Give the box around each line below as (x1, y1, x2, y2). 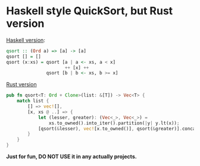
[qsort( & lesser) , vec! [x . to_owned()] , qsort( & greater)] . (37, 126, 183, 131)
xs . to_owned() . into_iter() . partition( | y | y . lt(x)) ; (48, 120, 180, 126)
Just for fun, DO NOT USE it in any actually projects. (6, 153, 137, 160)
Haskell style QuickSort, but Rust (6, 4, 173, 18)
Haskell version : (6, 36, 46, 43)
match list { (17, 98, 49, 104)
